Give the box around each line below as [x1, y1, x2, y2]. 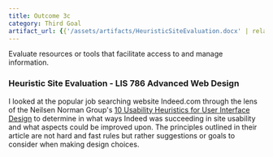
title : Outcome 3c [8, 11, 71, 20]
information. [8, 57, 50, 67]
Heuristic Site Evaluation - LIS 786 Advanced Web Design [8, 78, 240, 89]
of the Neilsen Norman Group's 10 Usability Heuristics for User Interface [8, 104, 250, 114]
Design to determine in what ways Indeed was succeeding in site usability [8, 113, 256, 123]
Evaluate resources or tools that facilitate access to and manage [8, 49, 223, 59]
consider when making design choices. [8, 139, 140, 149]
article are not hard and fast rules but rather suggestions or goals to [8, 130, 236, 140]
